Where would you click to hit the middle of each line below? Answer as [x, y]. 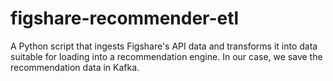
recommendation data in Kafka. [75, 67]
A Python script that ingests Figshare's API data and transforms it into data [164, 46]
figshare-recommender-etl [125, 18]
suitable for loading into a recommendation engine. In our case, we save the [166, 56]
